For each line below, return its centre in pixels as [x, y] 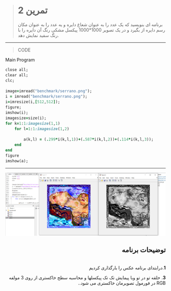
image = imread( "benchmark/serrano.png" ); [49, 91]
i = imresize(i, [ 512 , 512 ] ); [33, 102]
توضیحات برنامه [144, 250]
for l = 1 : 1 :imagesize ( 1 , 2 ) [42, 129]
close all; [17, 70]
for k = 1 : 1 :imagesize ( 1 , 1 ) [33, 123]
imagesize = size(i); [26, 118]
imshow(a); [17, 161]
